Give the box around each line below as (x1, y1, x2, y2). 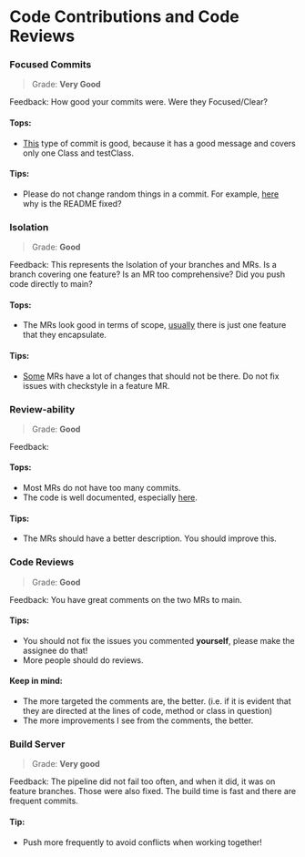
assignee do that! (22, 645, 88, 656)
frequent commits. (9, 795, 79, 807)
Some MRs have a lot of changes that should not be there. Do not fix (22, 371, 280, 382)
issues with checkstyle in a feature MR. (22, 380, 170, 391)
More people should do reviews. (22, 654, 144, 666)
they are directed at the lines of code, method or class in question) (22, 706, 273, 716)
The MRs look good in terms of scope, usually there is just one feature (22, 320, 287, 331)
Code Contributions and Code (9, 6, 239, 27)
